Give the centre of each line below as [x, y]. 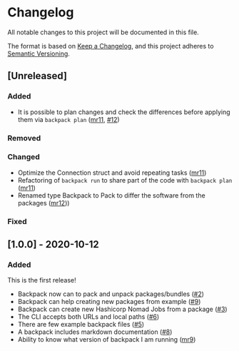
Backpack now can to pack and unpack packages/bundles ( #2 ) [111, 294]
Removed [24, 138]
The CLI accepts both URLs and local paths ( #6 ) [88, 317]
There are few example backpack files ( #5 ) [81, 325]
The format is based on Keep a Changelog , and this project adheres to [111, 46]
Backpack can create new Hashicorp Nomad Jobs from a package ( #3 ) [122, 309]
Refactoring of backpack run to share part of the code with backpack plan [125, 180]
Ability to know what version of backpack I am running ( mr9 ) [107, 340]
